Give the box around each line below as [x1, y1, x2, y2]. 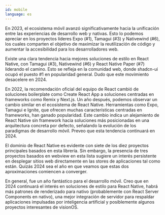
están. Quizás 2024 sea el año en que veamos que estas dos [5, 163, 129, 169]
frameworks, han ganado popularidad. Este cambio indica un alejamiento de [5, 112, 160, 118]
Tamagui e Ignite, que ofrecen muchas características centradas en [5, 107, 142, 113]
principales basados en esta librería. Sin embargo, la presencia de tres [5, 148, 148, 154]
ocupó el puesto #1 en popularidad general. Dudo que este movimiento [5, 71, 149, 77]
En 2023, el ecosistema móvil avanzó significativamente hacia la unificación [5, 25, 159, 31]
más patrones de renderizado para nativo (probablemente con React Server [5, 188, 159, 194]
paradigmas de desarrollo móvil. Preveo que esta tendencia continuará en [5, 128, 155, 134]
